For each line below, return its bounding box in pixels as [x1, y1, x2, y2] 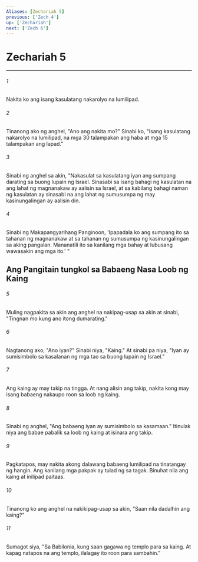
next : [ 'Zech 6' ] [6, 25, 49, 31]
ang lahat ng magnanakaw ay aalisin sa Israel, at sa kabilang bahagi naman [6, 184, 189, 192]
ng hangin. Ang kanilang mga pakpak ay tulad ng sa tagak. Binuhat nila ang [6, 467, 189, 474]
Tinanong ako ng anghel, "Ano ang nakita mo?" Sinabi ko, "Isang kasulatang [6, 127, 190, 134]
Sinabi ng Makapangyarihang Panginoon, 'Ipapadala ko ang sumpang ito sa [6, 229, 190, 236]
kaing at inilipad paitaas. [6, 473, 65, 481]
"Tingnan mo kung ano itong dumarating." [6, 315, 108, 322]
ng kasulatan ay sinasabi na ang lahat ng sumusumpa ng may [6, 190, 156, 198]
